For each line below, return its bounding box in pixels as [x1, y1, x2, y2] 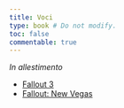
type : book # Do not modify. [9, 21, 117, 30]
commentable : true [9, 37, 77, 47]
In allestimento [9, 62, 64, 73]
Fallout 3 [21, 79, 55, 89]
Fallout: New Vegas [21, 89, 93, 99]
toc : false [9, 29, 50, 38]
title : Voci [9, 12, 53, 22]
